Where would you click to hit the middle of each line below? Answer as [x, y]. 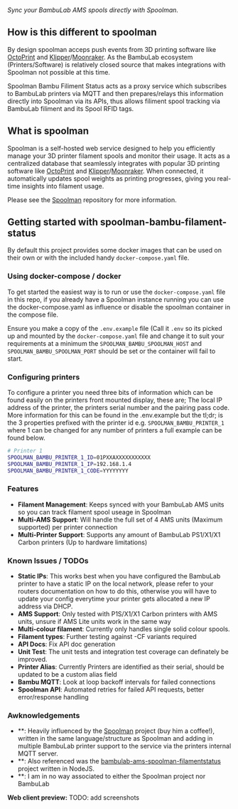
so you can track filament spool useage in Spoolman [94, 512]
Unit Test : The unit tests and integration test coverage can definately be [123, 652]
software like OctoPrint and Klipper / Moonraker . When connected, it [106, 171]
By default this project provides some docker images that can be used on [115, 250]
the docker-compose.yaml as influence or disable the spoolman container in [119, 307]
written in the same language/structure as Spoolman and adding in [115, 739]
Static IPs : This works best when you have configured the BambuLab [119, 576]
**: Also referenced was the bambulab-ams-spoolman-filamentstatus [119, 761]
